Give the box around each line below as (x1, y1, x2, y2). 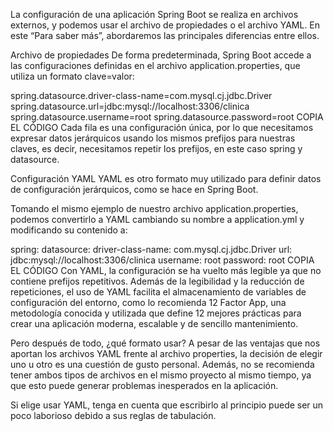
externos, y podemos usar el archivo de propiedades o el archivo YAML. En (10, 19, 321, 31)
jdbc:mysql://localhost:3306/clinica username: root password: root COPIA (10, 254, 315, 266)
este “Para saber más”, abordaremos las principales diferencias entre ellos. (10, 30, 320, 41)
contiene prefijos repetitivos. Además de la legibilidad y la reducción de (10, 275, 305, 287)
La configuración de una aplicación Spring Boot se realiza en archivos (10, 9, 299, 20)
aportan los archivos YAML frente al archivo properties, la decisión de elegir (10, 348, 323, 359)
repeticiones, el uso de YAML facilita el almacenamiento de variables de (10, 286, 307, 298)
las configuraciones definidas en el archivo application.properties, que (10, 60, 301, 71)
